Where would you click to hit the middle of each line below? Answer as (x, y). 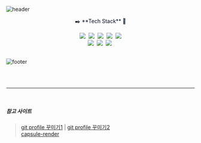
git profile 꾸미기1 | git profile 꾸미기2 (65, 127)
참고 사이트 (19, 111)
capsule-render (40, 133)
